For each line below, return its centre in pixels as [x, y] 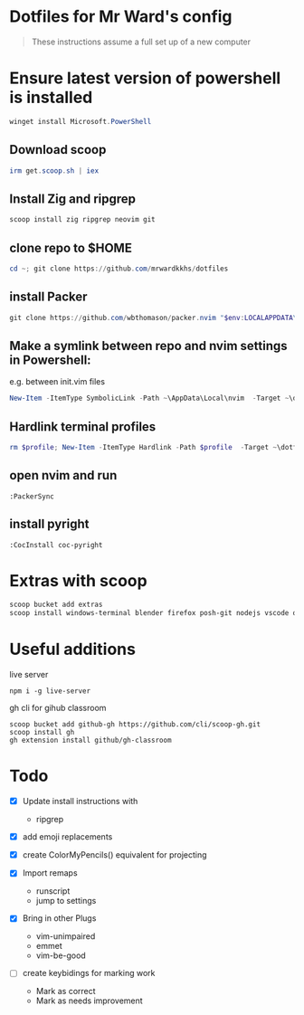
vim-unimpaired [66, 936]
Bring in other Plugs [59, 918]
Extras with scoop [78, 580]
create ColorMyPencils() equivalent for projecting [114, 855]
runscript [53, 891]
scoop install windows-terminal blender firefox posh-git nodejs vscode [149, 613]
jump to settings [66, 901]
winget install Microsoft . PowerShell [81, 121]
